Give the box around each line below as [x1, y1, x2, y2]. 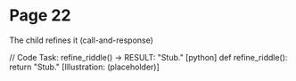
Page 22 [9, 5, 71, 26]
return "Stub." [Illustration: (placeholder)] [9, 61, 160, 72]
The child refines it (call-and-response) [9, 35, 154, 45]
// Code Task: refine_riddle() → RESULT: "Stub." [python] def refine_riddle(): [9, 52, 288, 62]
